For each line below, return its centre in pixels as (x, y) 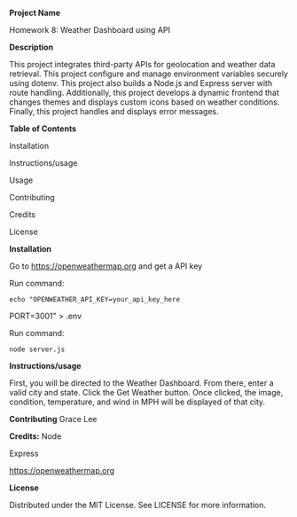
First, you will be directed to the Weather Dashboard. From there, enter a (141, 383)
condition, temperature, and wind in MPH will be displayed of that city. (137, 402)
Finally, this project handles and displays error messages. (114, 111)
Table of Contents (43, 129)
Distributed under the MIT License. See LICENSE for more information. (138, 505)
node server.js (37, 349)
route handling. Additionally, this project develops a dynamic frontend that (144, 93)
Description (31, 47)
